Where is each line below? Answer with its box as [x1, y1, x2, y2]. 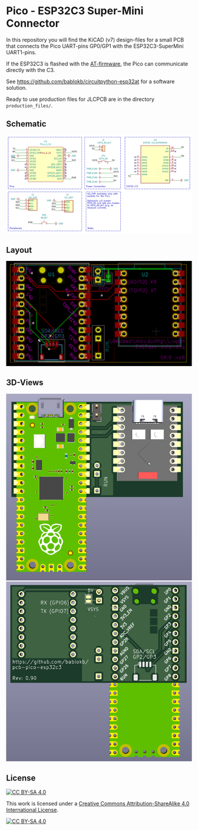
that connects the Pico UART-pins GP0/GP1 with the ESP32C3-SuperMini [6, 43, 184, 50]
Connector [6, 17, 60, 30]
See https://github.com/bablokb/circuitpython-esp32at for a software [6, 78, 175, 85]
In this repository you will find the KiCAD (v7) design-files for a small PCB [6, 36, 184, 43]
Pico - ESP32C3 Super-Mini [6, 4, 144, 18]
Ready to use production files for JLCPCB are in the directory [6, 96, 155, 103]
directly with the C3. [6, 66, 55, 73]
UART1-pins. [6, 48, 37, 55]
